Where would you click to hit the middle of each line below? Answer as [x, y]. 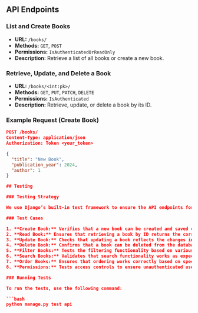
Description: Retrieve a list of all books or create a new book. [89, 58]
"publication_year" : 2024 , [44, 165]
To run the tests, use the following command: [64, 288]
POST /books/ [22, 132]
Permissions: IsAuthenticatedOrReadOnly [65, 52]
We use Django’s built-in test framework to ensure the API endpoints [95, 208]
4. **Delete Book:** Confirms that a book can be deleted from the [91, 245]
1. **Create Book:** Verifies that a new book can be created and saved [97, 229]
